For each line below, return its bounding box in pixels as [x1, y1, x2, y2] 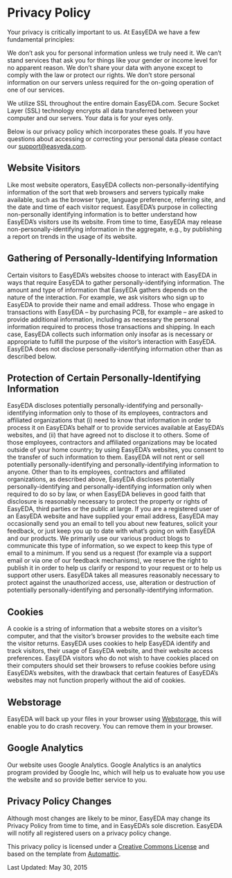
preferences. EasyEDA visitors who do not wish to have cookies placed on [7, 654, 219, 663]
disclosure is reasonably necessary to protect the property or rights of [7, 497, 208, 506]
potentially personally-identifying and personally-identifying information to [7, 461, 220, 469]
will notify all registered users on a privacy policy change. [7, 829, 172, 837]
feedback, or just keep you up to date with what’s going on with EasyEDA [7, 527, 216, 536]
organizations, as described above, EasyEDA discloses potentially [7, 475, 195, 483]
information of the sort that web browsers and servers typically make [7, 188, 204, 196]
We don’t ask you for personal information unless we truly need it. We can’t [7, 49, 222, 57]
